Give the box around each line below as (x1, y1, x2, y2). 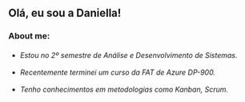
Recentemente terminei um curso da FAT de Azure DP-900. (19, 67, 216, 77)
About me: (8, 31, 50, 42)
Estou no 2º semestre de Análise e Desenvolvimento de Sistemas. (19, 50, 238, 59)
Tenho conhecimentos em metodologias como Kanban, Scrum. (19, 84, 228, 94)
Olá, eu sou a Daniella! (8, 6, 122, 20)
